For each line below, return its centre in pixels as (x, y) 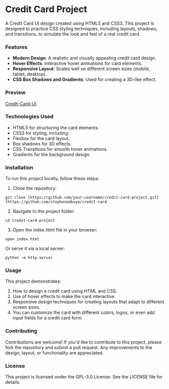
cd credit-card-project (30, 220)
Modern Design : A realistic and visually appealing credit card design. (84, 58)
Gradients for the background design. (51, 154)
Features (16, 47)
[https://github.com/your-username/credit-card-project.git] (93, 198)
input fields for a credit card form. (48, 318)
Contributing (21, 331)
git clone (16, 198)
